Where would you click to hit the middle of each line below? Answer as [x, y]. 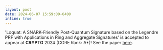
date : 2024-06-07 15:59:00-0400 [38, 14]
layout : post [18, 9]
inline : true [18, 18]
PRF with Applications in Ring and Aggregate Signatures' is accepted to [77, 37]
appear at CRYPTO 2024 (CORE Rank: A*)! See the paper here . [69, 43]
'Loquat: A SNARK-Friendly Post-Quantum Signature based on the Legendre [82, 33]
